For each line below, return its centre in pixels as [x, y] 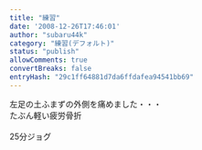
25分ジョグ [31, 136]
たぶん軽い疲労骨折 [46, 115]
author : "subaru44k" [49, 35]
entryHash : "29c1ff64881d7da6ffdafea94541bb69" [102, 77]
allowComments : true [49, 60]
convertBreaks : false [51, 69]
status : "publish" [44, 52]
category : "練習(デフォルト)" [62, 43]
